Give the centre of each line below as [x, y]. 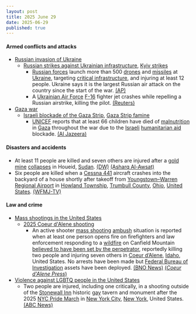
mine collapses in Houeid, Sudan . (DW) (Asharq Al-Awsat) [85, 167]
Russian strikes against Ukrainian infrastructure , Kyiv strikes [96, 65]
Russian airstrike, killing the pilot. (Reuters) [83, 103]
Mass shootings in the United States [58, 218]
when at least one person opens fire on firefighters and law [103, 236]
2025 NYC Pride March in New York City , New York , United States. [104, 298]
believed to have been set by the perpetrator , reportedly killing [107, 249]
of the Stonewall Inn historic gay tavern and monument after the [100, 292]
